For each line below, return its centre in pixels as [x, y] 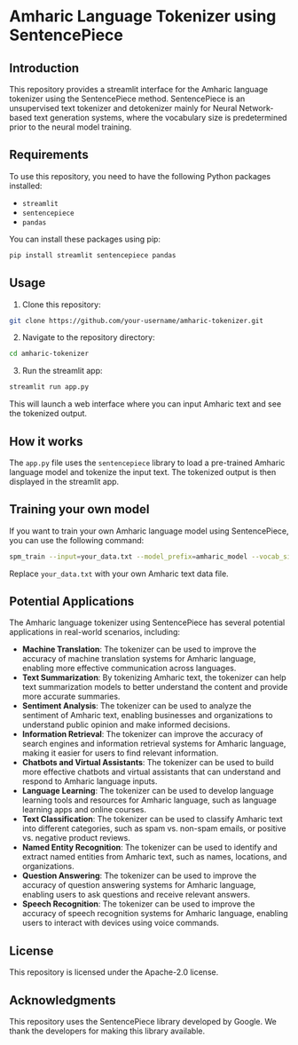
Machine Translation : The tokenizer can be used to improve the [139, 649]
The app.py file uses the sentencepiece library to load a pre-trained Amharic [147, 463]
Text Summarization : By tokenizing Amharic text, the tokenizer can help [154, 677]
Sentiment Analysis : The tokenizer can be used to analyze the [137, 706]
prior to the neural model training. [71, 127]
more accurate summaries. [71, 697]
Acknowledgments [63, 1000]
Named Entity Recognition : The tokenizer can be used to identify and [149, 847]
